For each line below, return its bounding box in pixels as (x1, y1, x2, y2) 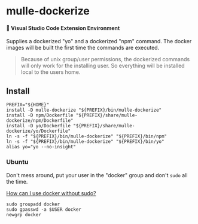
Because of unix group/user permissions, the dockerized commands (20, 56, 190, 63)
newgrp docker (6, 211, 42, 217)
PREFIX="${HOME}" (6, 102, 50, 108)
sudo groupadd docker (6, 201, 60, 207)
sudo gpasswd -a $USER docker (6, 206, 82, 213)
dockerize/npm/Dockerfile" (6, 118, 74, 124)
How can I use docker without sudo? (6, 189, 97, 196)
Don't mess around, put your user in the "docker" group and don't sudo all (6, 171, 188, 178)
